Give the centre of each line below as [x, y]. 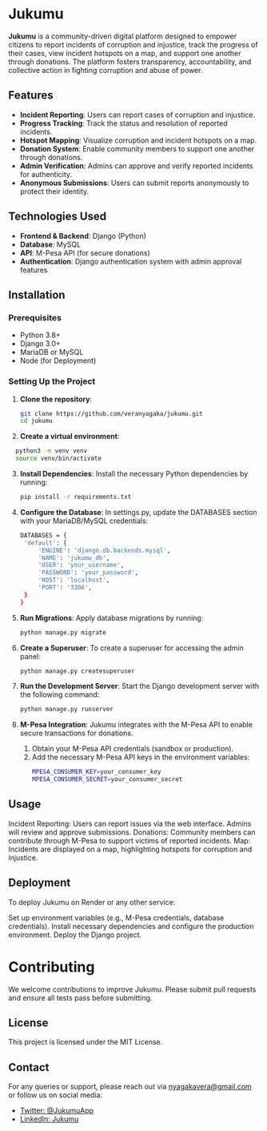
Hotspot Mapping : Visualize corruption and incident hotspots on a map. [138, 140]
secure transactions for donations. [76, 733]
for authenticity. [46, 174]
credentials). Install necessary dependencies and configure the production [131, 926]
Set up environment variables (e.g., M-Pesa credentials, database [116, 917]
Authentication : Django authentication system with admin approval [131, 261]
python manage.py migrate [63, 632]
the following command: [60, 694]
